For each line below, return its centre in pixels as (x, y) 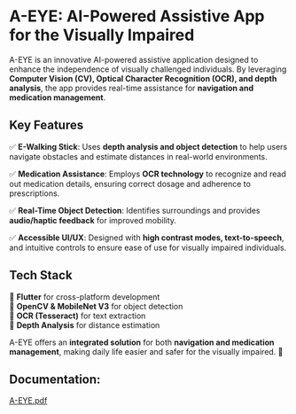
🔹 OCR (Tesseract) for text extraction (78, 316)
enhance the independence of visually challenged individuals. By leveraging (148, 69)
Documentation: (55, 379)
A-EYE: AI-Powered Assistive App (137, 16)
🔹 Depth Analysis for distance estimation (85, 324)
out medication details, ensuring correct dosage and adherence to (130, 184)
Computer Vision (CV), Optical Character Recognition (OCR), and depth (143, 78)
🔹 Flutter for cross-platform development (85, 297)
